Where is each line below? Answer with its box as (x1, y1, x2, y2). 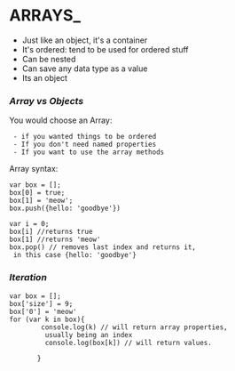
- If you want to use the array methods (12, 148, 165, 157)
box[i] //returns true (9, 228, 93, 237)
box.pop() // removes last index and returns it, (9, 243, 197, 252)
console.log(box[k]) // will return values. (44, 338, 213, 347)
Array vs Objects (9, 94, 84, 107)
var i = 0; (9, 220, 50, 229)
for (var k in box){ (9, 315, 86, 324)
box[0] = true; (9, 189, 66, 198)
